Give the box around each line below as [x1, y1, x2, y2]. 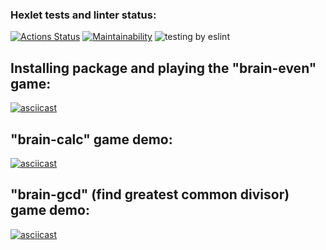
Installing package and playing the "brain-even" [10, 59, 317, 77]
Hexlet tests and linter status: [10, 8, 157, 22]
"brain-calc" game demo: [10, 131, 173, 148]
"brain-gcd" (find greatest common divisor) [10, 186, 290, 203]
